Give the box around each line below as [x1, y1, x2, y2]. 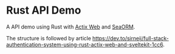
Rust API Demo [6, 4, 81, 17]
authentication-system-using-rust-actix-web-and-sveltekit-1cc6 [6, 41, 163, 48]
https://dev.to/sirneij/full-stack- [92, 34, 169, 42]
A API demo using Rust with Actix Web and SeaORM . [6, 23, 135, 30]
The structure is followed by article [6, 34, 91, 42]
